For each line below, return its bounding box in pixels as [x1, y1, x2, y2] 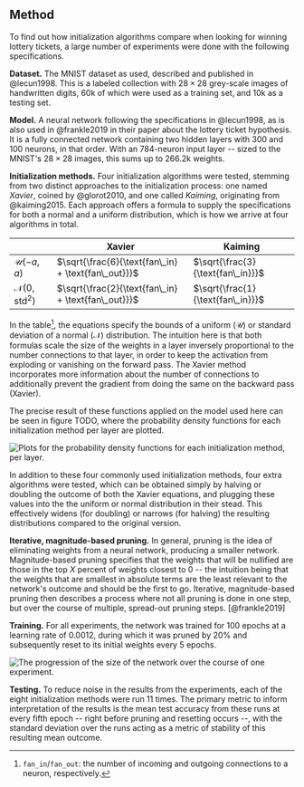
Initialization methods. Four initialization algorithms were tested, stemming [9, 170, 290, 181]
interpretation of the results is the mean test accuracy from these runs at [9, 703, 280, 714]
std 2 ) [14, 293, 36, 307]
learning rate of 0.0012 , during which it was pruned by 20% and [9, 629, 248, 640]
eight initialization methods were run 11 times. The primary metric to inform [9, 693, 288, 705]
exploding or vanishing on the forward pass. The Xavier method [9, 359, 247, 370]
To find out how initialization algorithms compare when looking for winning [9, 31, 288, 42]
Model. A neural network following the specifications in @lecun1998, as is [9, 114, 285, 125]
